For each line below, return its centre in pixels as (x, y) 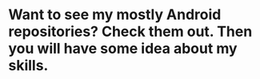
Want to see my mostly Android (115, 15)
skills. (28, 66)
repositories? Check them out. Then (130, 32)
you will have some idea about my (123, 49)
